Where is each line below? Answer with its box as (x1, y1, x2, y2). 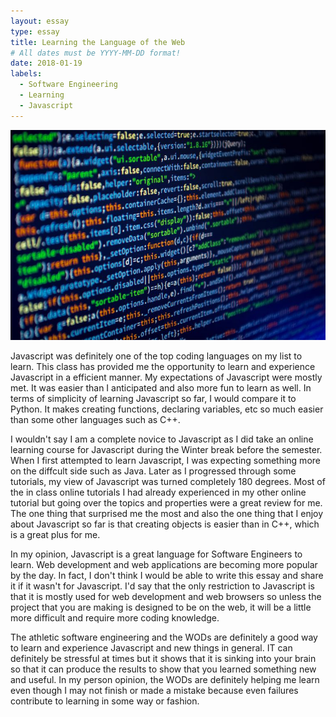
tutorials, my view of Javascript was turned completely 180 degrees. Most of (10, 475, 326, 487)
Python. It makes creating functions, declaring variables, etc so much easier (10, 403, 324, 415)
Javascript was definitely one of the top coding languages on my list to (10, 350, 303, 362)
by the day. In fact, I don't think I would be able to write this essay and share (10, 569, 324, 581)
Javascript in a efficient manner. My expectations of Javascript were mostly (10, 371, 323, 383)
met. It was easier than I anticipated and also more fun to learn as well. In (10, 381, 312, 394)
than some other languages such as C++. (10, 413, 181, 425)
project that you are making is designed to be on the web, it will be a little (10, 601, 312, 613)
